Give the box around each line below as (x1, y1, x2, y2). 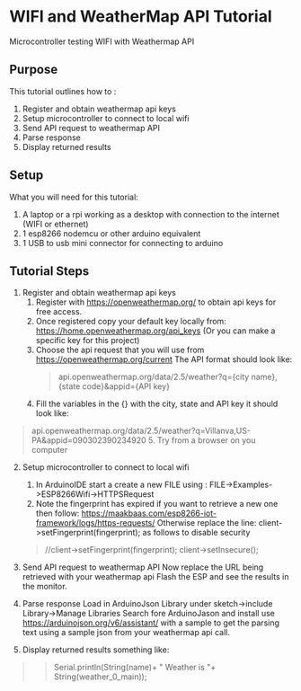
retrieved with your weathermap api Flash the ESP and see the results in (22, 571, 289, 582)
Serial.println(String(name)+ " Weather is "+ (53, 662, 217, 673)
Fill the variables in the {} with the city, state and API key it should (35, 398, 279, 410)
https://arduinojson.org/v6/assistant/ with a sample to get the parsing (22, 617, 280, 628)
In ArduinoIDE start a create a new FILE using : (35, 479, 208, 491)
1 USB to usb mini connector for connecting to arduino (22, 237, 224, 248)
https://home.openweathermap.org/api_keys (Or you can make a (35, 325, 276, 336)
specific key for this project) (35, 335, 140, 346)
